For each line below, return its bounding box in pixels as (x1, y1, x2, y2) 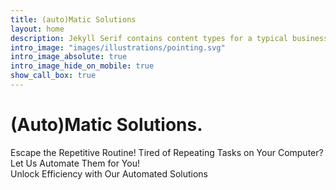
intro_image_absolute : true (10, 52, 128, 62)
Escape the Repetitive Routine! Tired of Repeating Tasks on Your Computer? (10, 146, 324, 158)
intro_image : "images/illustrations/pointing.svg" (10, 42, 226, 53)
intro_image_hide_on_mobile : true (10, 61, 155, 71)
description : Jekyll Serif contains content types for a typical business (10, 33, 329, 43)
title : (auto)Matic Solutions (10, 14, 137, 25)
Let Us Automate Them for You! (10, 157, 140, 169)
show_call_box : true (10, 71, 97, 81)
